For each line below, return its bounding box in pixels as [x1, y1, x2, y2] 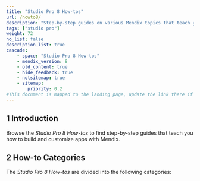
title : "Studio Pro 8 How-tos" [6, 8, 84, 15]
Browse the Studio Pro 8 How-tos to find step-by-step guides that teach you [6, 129, 193, 136]
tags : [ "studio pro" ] [6, 25, 60, 31]
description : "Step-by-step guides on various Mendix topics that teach [6, 20, 190, 26]
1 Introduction [6, 113, 58, 123]
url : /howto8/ [6, 14, 42, 20]
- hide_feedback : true [17, 69, 73, 75]
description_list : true [6, 42, 65, 48]
